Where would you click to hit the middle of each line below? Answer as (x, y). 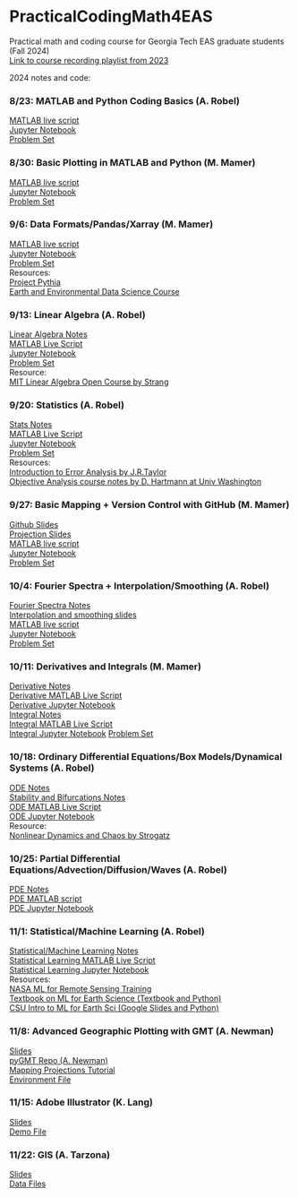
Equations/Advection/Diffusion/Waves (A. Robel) (119, 869)
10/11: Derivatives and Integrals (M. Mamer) (105, 667)
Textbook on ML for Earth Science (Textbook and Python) (115, 999)
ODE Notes (30, 788)
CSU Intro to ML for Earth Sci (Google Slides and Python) (114, 1008)
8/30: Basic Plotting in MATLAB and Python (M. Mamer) (133, 163)
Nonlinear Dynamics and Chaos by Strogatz (90, 835)
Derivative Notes (40, 686)
